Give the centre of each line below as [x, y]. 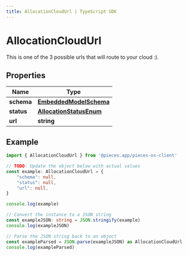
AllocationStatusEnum [69, 111]
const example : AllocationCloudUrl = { [55, 171]
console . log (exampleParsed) [41, 247]
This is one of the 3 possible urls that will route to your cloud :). [83, 57]
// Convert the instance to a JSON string [59, 215]
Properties [26, 75]
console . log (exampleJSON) [38, 225]
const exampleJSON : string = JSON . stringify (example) [73, 220]
